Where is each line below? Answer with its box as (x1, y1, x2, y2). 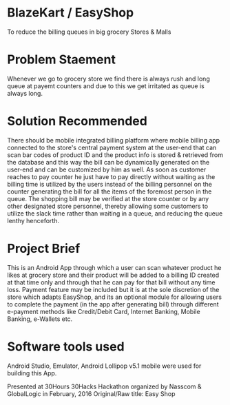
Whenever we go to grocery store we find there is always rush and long (7, 74, 210, 83)
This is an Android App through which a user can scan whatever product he (7, 263, 222, 271)
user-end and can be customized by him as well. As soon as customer (7, 165, 207, 174)
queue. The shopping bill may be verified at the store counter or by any (7, 194, 209, 202)
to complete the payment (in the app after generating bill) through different (7, 300, 219, 308)
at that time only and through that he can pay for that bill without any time (7, 278, 216, 287)
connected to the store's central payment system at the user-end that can (7, 143, 217, 152)
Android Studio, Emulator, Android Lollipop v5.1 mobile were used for (7, 362, 202, 370)
